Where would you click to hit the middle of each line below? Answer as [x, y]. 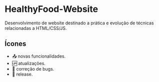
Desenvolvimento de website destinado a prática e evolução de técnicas [79, 23]
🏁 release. [22, 74]
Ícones [15, 44]
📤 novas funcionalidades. [39, 56]
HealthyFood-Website [51, 9]
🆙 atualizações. [29, 63]
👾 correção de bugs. [33, 69]
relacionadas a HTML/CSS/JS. [36, 28]
